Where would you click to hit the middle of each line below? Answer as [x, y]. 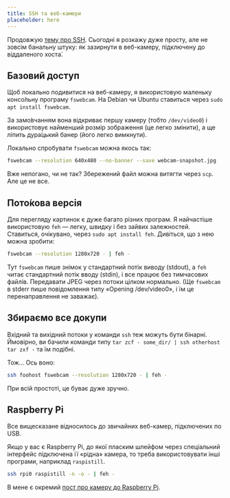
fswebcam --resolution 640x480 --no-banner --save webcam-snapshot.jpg [112, 161]
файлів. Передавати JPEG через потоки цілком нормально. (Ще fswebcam [114, 281]
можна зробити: [31, 241]
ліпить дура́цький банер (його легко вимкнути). [77, 135]
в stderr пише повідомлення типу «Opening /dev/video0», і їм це [101, 289]
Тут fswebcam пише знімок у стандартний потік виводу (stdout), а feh [107, 267]
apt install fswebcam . [39, 107]
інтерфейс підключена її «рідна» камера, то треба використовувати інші [114, 454]
